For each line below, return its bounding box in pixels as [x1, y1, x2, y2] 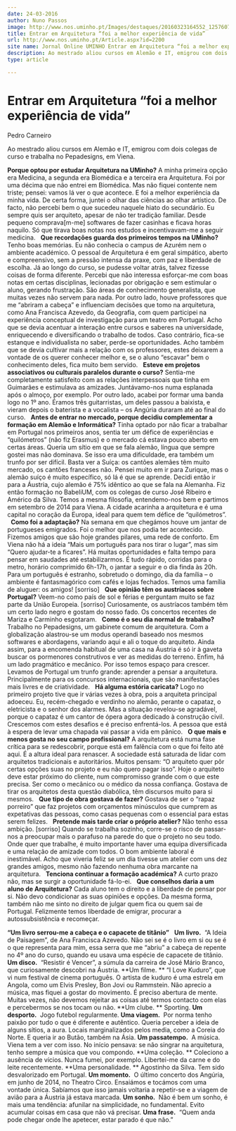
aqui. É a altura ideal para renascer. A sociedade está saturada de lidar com [7, 750, 226, 758]
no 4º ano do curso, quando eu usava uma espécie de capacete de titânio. [7, 951, 223, 959]
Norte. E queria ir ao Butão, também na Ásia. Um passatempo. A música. [7, 1033, 221, 1042]
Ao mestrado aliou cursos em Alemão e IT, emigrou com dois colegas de [7, 144, 218, 153]
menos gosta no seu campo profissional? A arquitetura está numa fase [7, 734, 216, 743]
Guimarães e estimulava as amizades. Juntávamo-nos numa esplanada [7, 383, 214, 391]
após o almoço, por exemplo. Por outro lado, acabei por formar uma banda [7, 390, 223, 399]
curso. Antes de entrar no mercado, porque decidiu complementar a [7, 413, 213, 421]
